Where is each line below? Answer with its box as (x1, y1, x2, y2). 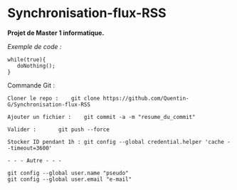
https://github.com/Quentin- (102, 95, 190, 102)
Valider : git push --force (7, 126, 110, 133)
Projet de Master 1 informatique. (7, 28, 105, 37)
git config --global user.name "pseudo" (7, 169, 130, 176)
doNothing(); (16, 62, 56, 69)
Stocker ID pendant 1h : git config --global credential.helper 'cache (7, 138, 224, 145)
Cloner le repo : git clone (7, 95, 100, 102)
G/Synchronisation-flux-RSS (7, 101, 91, 108)
